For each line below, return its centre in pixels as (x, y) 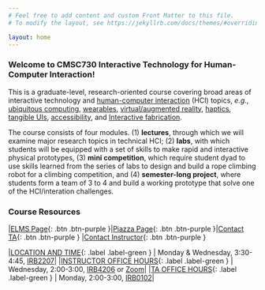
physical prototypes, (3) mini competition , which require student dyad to (127, 157)
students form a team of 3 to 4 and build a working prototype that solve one (131, 183)
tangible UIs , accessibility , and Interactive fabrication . (95, 117)
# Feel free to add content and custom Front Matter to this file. (121, 15)
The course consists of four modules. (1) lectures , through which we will (126, 132)
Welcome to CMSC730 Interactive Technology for (105, 65)
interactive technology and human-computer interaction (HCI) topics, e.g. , (129, 100)
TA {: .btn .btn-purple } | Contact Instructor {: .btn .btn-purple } (107, 237)
